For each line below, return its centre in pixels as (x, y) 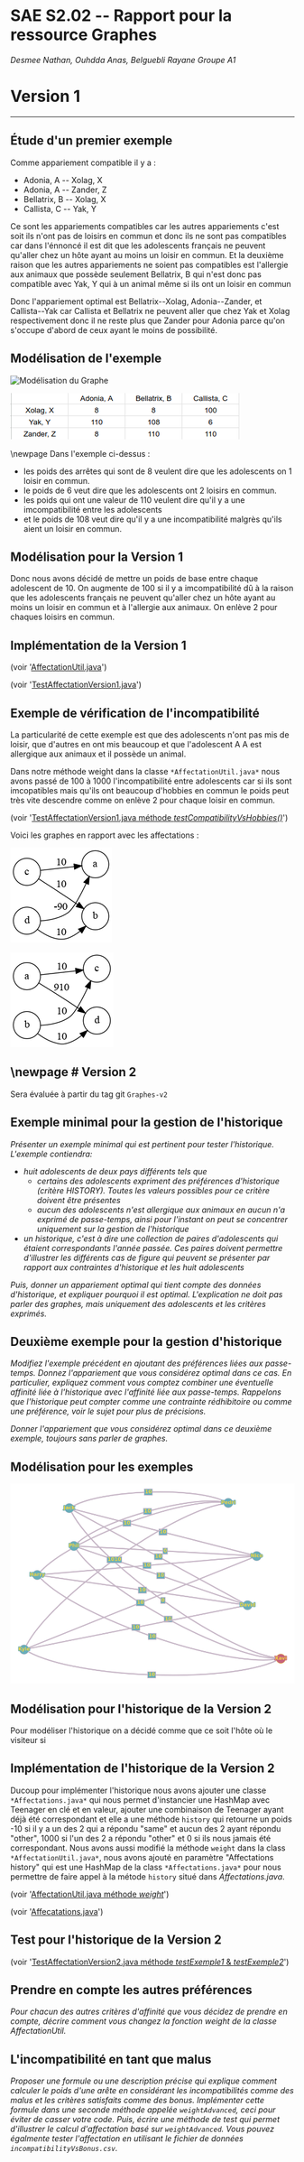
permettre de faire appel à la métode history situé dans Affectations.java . (147, 1876)
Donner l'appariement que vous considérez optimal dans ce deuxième (141, 1429)
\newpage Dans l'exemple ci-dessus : (80, 453)
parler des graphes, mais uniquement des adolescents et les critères (138, 1304)
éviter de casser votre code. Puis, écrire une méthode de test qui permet (145, 2120)
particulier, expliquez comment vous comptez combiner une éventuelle (142, 1383)
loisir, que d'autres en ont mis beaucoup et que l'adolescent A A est (136, 744)
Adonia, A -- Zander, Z (65, 190)
